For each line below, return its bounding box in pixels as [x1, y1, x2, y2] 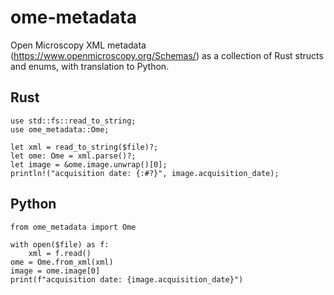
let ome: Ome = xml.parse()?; [10, 151, 137, 161]
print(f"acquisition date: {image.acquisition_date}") [10, 274, 244, 285]
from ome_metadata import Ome [10, 222, 137, 232]
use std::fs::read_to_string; [10, 116, 137, 126]
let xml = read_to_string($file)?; [10, 142, 159, 152]
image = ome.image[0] [10, 266, 101, 276]
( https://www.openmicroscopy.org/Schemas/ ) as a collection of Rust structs [10, 49, 324, 61]
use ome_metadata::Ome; [10, 124, 110, 135]
